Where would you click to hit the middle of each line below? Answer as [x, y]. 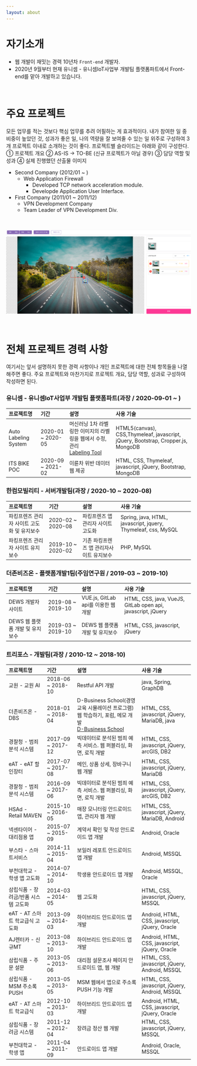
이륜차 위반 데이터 [90, 463]
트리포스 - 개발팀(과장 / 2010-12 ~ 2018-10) [66, 655]
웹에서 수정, [93, 438]
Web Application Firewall [53, 178]
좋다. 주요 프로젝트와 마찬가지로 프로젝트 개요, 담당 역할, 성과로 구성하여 [103, 374]
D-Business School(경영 [106, 700]
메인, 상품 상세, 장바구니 [104, 764]
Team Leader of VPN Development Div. [71, 210]
